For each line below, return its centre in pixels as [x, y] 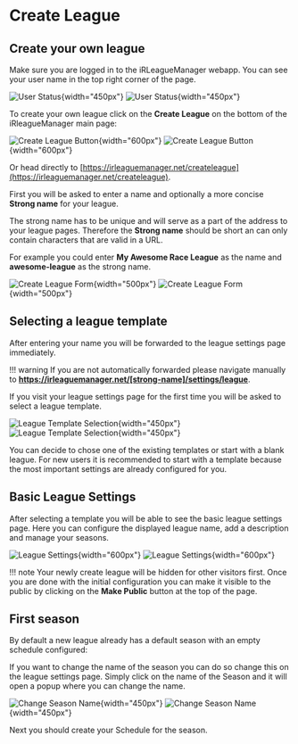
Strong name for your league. [64, 203]
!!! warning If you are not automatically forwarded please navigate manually [148, 369]
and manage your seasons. [59, 537]
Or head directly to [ [46, 167]
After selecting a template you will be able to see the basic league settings [146, 518]
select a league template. [56, 406]
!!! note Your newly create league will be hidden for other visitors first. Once [148, 572]
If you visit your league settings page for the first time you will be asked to [145, 396]
